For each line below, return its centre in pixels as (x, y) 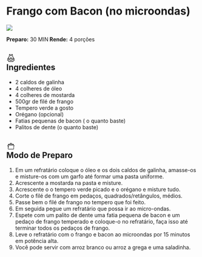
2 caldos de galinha (40, 82)
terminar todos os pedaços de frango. (62, 228)
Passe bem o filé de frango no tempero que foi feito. (80, 202)
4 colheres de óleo (39, 88)
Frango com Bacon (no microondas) (98, 11)
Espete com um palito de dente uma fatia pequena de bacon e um (97, 215)
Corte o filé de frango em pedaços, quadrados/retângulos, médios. (99, 196)
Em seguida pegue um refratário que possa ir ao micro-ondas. (93, 209)
